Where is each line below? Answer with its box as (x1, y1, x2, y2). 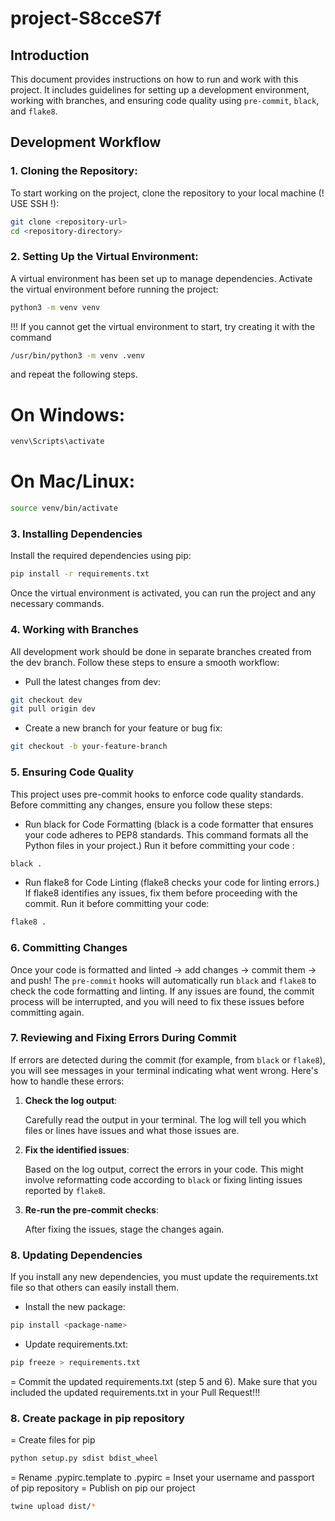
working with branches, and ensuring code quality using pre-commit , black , (10, 95, 320, 106)
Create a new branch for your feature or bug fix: (24, 722, 223, 734)
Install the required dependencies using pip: (10, 550, 192, 562)
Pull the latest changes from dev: (24, 675, 162, 687)
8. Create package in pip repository (10, 1411, 185, 1425)
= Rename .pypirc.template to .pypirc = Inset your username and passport (10, 1472, 315, 1484)
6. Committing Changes (10, 941, 128, 955)
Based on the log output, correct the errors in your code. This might (24, 1163, 304, 1175)
